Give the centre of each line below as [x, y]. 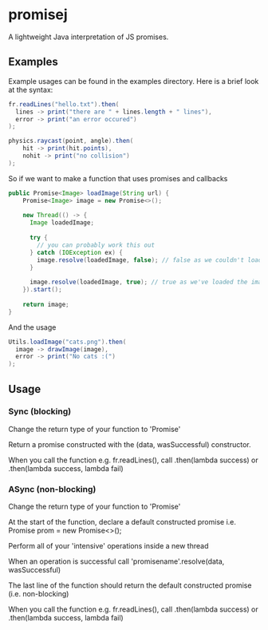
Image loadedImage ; [61, 223]
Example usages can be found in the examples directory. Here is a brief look [134, 81]
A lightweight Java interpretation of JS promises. [89, 37]
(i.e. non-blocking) [39, 594]
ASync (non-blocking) [52, 489]
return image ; [46, 304]
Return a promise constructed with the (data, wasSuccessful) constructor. [130, 444]
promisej [38, 15]
